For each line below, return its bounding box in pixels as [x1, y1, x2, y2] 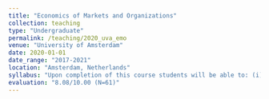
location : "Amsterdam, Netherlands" [8, 64, 130, 72]
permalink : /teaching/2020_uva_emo [8, 34, 127, 42]
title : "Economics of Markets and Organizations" [8, 11, 178, 20]
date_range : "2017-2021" [8, 57, 91, 65]
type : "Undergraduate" [8, 26, 84, 34]
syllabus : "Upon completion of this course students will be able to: [8, 71, 249, 79]
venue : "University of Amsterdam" [8, 42, 124, 49]
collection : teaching [8, 19, 81, 27]
